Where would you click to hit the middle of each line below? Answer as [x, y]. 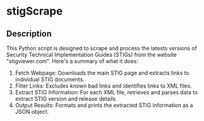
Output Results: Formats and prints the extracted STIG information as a [104, 105]
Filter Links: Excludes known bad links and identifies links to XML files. [104, 86]
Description [29, 34]
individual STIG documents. [50, 79]
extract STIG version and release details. [66, 99]
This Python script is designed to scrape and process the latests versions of [102, 48]
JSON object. [32, 112]
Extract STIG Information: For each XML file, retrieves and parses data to [106, 92]
